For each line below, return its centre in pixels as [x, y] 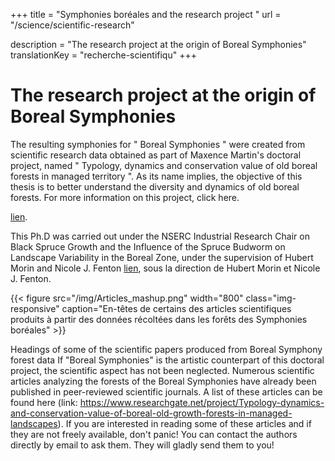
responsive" [35, 308]
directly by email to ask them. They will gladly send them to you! [142, 445]
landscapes [34, 423]
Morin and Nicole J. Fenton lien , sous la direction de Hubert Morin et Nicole [165, 268]
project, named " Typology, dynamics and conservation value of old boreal [164, 165]
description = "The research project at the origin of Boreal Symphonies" [158, 44]
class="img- [271, 298]
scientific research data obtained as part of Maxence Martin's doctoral [156, 155]
